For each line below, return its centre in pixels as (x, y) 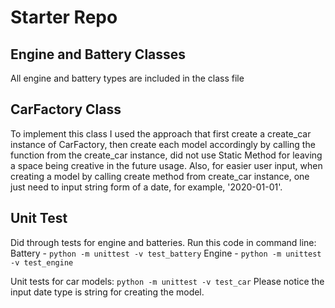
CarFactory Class (66, 109)
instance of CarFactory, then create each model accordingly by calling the (163, 144)
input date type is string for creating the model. (107, 292)
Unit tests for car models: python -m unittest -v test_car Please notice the (167, 281)
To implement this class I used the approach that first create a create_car (161, 133)
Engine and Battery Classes (98, 54)
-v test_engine (42, 262)
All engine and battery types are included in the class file (127, 78)
